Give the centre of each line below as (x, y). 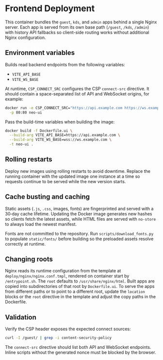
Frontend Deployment (50, 9)
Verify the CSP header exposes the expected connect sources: (68, 329)
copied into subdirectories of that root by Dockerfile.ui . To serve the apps (80, 286)
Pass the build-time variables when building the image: (60, 122)
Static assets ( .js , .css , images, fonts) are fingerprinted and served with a (79, 208)
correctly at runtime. (25, 244)
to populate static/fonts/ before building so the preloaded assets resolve (79, 239)
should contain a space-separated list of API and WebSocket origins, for (77, 94)
